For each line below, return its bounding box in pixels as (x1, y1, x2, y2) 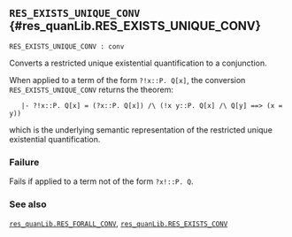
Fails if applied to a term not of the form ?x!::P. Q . (9, 176, 194, 187)
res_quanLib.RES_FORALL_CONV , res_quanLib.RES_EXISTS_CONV (9, 218, 228, 229)
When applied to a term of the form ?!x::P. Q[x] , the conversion (9, 74, 246, 85)
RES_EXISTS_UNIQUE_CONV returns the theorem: (9, 84, 174, 95)
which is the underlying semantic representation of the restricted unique (9, 124, 273, 135)
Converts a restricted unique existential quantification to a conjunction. (9, 57, 267, 68)
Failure (9, 156, 40, 168)
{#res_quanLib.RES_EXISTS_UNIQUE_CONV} (9, 19, 261, 34)
